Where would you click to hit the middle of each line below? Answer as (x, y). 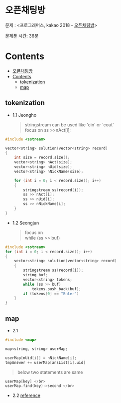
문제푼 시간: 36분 (22, 36)
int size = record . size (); (42, 158)
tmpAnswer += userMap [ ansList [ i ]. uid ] (45, 362)
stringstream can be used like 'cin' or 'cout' (69, 125)
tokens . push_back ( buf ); (56, 289)
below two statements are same (50, 372)
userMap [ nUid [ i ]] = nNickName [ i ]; (41, 358)
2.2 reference (26, 395)
